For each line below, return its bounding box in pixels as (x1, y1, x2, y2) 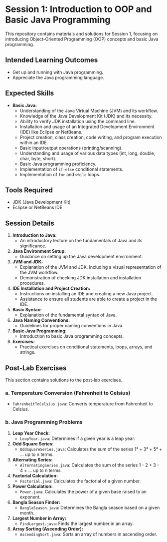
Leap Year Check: (12, 430, 50, 436)
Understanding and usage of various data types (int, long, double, (19, 150, 156, 156)
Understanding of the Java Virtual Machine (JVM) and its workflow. (19, 108, 159, 114)
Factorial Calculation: (12, 472, 58, 478)
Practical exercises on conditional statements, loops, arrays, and (19, 344, 153, 350)
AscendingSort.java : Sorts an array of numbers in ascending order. (19, 531, 158, 537)
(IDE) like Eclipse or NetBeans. (19, 129, 83, 135)
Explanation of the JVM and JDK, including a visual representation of (19, 264, 162, 270)
